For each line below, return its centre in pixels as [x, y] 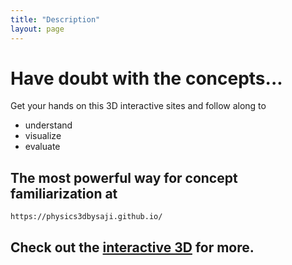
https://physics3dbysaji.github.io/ [86, 217]
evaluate [42, 147]
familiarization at [64, 193]
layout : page [37, 29]
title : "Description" [55, 19]
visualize [43, 136]
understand [48, 125]
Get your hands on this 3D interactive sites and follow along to [138, 106]
